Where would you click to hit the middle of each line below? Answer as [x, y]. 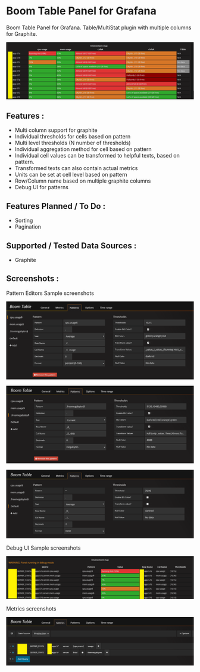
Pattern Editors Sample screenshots [50, 293]
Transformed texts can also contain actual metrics [76, 168]
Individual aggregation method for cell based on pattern [83, 149]
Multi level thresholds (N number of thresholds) [73, 143]
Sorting [24, 221]
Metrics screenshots [31, 608]
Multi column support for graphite [56, 130]
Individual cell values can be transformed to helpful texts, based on [97, 156]
